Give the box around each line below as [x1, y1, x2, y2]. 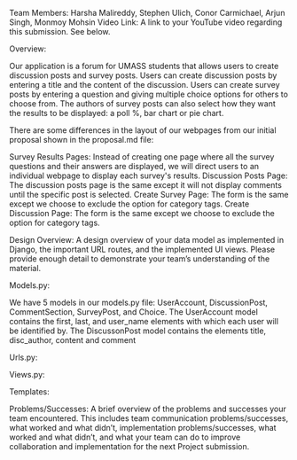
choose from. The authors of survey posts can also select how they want [9, 98, 277, 109]
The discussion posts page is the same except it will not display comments [9, 180, 282, 190]
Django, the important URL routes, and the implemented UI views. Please [9, 244, 276, 254]
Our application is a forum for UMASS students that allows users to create [9, 61, 279, 71]
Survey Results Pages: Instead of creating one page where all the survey [9, 152, 275, 162]
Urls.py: [9, 352, 38, 363]
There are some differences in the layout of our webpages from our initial [9, 125, 277, 136]
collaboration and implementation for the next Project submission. [9, 441, 250, 451]
